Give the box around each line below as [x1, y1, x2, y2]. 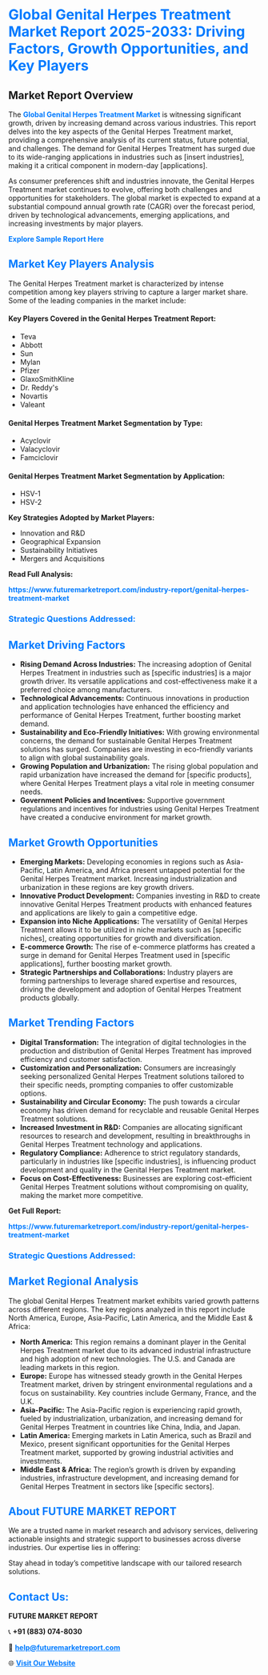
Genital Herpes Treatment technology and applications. [19, 1139, 202, 1149]
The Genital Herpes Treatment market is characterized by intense [8, 278, 224, 288]
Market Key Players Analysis [8, 258, 154, 271]
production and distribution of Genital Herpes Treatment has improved [19, 1046, 252, 1056]
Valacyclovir [19, 444, 61, 454]
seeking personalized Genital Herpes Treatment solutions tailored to [19, 1071, 245, 1081]
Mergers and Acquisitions [19, 554, 106, 563]
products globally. [19, 992, 80, 1002]
